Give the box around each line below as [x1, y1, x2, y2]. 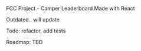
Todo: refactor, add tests [6, 27, 66, 34]
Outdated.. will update [6, 16, 60, 23]
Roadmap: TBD [6, 39, 43, 45]
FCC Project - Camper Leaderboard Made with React [6, 5, 135, 12]
